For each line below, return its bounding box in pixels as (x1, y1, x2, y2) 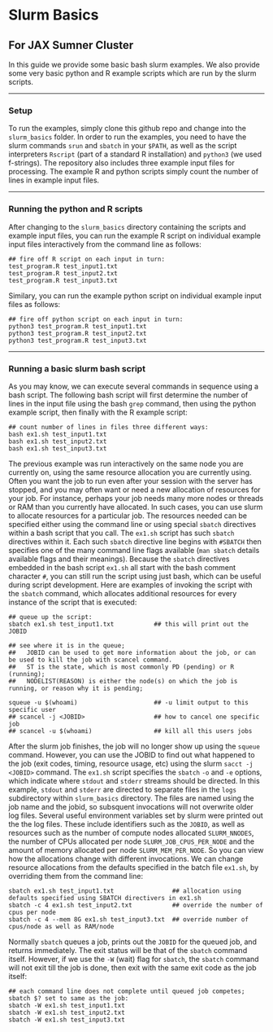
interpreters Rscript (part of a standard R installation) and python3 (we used (8, 149, 262, 160)
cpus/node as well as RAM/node (8, 922, 115, 930)
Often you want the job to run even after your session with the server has (8, 476, 253, 485)
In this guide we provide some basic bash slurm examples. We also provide (8, 59, 260, 69)
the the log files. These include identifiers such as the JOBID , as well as (8, 819, 245, 828)
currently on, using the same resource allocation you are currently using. (8, 467, 252, 477)
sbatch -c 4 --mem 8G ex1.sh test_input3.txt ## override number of (8, 915, 249, 924)
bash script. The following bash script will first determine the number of (8, 389, 249, 400)
